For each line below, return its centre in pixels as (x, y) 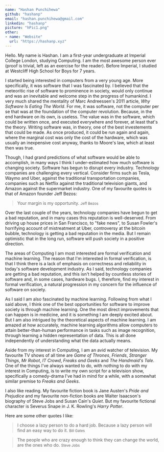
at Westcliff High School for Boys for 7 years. (50, 71)
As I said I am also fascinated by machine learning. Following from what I (78, 299)
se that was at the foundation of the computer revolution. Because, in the (79, 111)
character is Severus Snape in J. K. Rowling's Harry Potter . (64, 406)
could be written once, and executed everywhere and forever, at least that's (82, 122)
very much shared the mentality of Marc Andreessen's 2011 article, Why (78, 101)
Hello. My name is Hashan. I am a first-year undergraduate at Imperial (75, 55)
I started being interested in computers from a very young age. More (74, 80)
